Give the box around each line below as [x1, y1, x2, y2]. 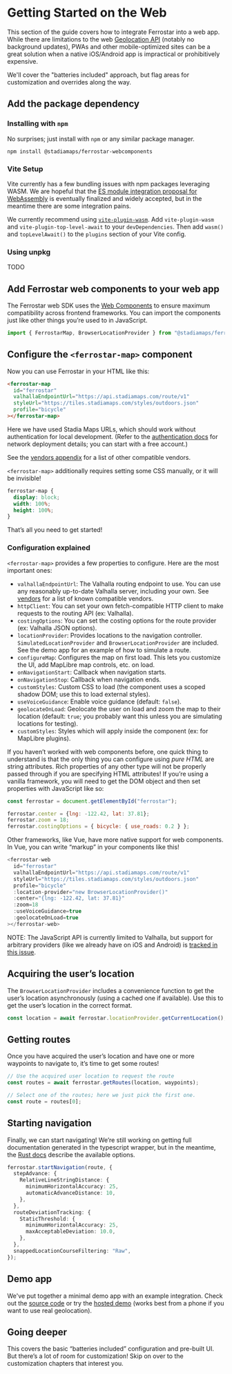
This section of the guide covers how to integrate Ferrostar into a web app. [7, 28, 220, 36]
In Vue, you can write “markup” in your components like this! [7, 843, 180, 851]
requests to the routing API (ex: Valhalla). [17, 609, 134, 617]
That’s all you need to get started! [7, 526, 103, 534]
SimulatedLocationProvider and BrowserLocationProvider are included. [17, 639, 219, 647]
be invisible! [7, 474, 41, 482]
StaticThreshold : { [19, 1215, 76, 1222]
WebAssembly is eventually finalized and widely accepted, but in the [7, 194, 202, 202]
